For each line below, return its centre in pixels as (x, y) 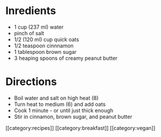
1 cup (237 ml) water (39, 27)
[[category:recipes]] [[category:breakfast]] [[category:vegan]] (80, 128)
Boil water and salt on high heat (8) (56, 98)
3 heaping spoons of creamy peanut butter (66, 58)
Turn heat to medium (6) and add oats (60, 104)
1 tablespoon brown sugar (45, 52)
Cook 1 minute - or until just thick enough (64, 110)
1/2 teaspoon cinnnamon (44, 46)
